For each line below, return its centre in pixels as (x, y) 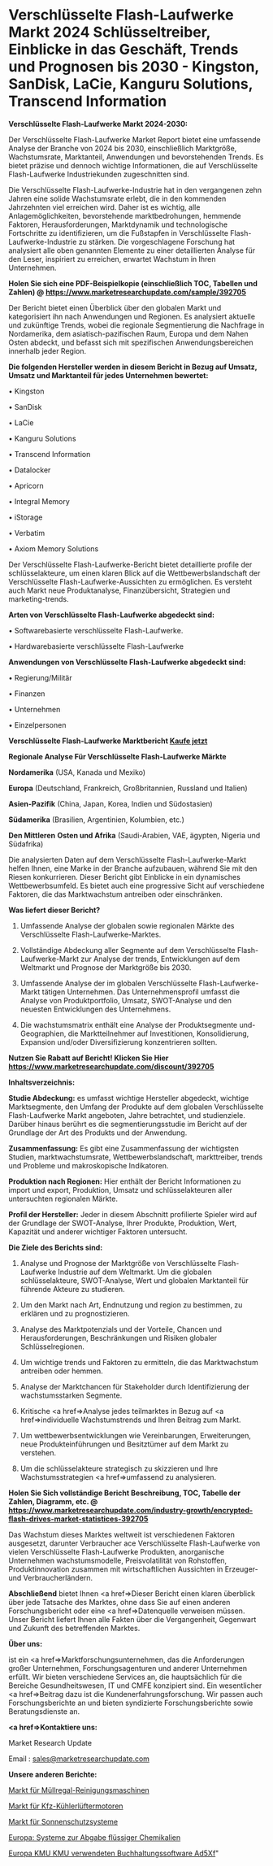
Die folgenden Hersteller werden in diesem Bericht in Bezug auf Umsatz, (133, 367)
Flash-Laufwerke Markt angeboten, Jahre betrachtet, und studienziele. (127, 1115)
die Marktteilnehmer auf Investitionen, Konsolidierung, (158, 1033)
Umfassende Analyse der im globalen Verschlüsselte (108, 983)
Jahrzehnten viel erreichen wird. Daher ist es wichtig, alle (104, 207)
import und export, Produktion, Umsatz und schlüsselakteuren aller (121, 1190)
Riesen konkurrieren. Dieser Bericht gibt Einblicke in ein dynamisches (125, 876)
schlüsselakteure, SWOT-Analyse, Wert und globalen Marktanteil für (134, 1280)
